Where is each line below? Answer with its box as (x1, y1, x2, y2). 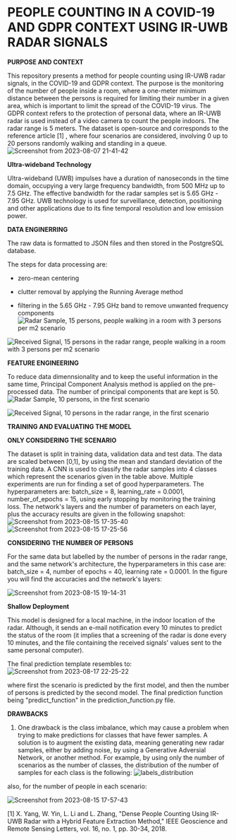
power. (7, 211, 27, 220)
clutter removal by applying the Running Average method (17, 287, 183, 296)
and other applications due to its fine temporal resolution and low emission (7, 204, 224, 212)
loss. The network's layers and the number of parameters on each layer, (7, 502, 217, 511)
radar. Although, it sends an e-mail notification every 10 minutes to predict (7, 623, 223, 631)
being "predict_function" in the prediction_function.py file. (7, 696, 175, 704)
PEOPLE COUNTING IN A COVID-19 (7, 4, 215, 21)
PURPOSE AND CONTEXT (7, 57, 84, 66)
